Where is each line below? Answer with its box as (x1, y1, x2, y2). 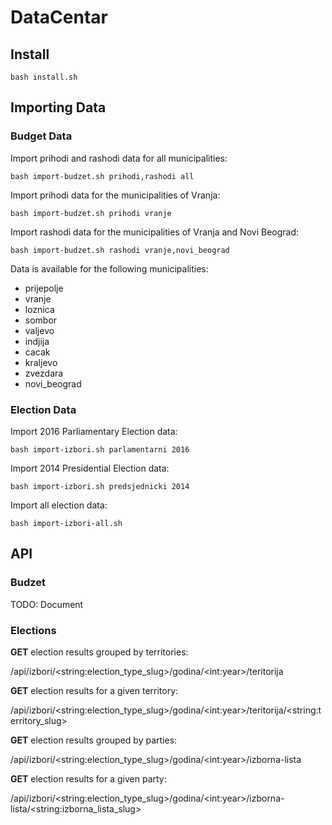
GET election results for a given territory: (10, 684, 179, 696)
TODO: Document (10, 598, 84, 610)
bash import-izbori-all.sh (10, 518, 123, 528)
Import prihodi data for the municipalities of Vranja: (10, 189, 221, 201)
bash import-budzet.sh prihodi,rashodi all (10, 171, 195, 181)
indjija (24, 335, 50, 347)
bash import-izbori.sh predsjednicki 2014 (10, 481, 190, 491)
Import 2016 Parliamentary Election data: (10, 425, 178, 437)
